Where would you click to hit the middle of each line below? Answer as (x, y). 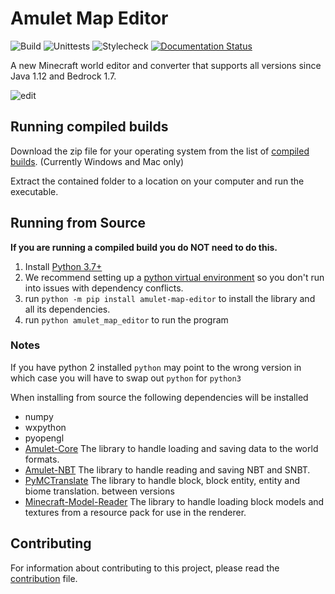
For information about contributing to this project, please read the (145, 568)
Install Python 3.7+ (63, 266)
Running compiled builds (89, 127)
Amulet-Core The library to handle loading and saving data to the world (171, 448)
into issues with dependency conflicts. (104, 288)
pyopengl (44, 438)
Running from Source (78, 223)
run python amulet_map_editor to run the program (126, 319)
